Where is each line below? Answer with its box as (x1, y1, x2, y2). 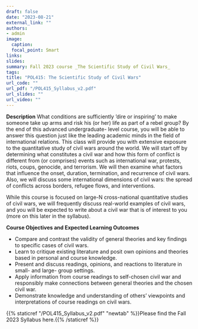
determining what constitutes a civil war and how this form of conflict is (6, 150, 180, 157)
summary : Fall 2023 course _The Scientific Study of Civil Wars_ (6, 63, 170, 70)
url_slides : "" (6, 91, 44, 97)
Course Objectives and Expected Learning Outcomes (6, 224, 139, 231)
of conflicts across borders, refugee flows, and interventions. (6, 182, 155, 189)
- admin (6, 31, 25, 37)
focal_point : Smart (11, 47, 60, 53)
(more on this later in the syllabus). (6, 212, 91, 220)
